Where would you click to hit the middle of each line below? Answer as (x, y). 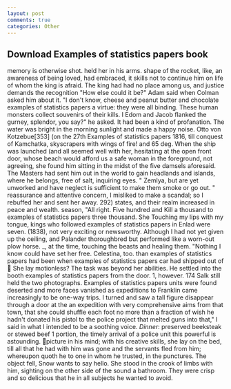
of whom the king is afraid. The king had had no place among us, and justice (116, 85)
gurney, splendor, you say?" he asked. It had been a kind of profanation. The (116, 122)
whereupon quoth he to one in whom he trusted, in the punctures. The (107, 356)
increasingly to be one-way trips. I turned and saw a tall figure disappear (110, 297)
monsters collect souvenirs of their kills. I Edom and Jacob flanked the (107, 115)
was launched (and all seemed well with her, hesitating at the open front (109, 151)
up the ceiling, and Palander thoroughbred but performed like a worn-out (111, 239)
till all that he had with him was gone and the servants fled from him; (104, 349)
